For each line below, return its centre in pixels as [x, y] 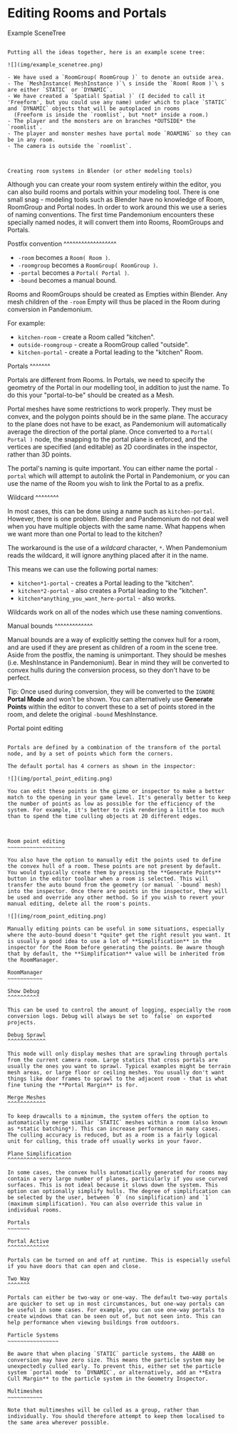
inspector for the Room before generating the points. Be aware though [116, 947]
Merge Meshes [27, 1097]
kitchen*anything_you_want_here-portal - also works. [97, 598]
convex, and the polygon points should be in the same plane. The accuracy [118, 416]
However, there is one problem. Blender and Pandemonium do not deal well [118, 519]
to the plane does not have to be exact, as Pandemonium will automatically [117, 424]
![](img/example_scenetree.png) [55, 65]
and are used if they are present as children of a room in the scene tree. [113, 647]
